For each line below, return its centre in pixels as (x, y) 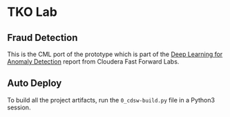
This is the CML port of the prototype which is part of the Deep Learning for (115, 54)
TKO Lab (32, 12)
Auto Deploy (35, 83)
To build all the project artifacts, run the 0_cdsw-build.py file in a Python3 (111, 100)
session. (19, 107)
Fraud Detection (42, 38)
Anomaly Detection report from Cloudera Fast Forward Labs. (93, 62)
